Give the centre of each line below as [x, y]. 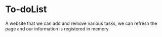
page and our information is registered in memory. [57, 28]
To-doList [26, 9]
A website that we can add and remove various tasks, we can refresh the [81, 23]
